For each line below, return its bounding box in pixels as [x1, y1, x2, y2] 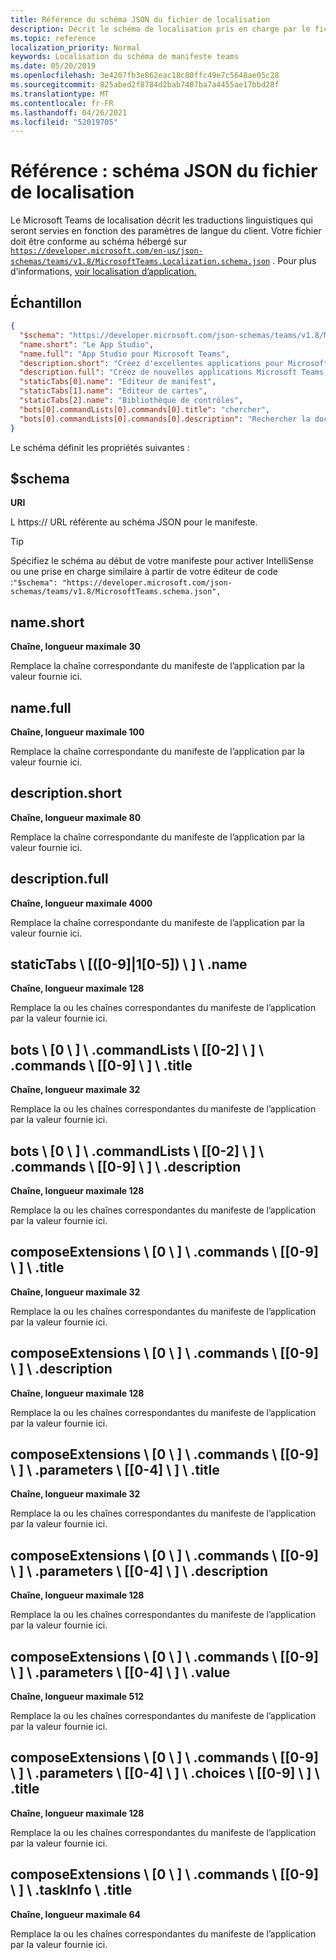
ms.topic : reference [10, 33, 97, 43]
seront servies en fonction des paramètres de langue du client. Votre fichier [10, 225, 322, 237]
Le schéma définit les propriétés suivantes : [10, 441, 190, 453]
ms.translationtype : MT [10, 89, 110, 99]
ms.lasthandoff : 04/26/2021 [10, 107, 128, 118]
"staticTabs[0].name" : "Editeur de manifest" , [19, 377, 217, 387]
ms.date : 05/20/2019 [10, 61, 97, 71]
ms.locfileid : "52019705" [10, 117, 118, 127]
